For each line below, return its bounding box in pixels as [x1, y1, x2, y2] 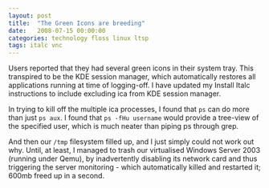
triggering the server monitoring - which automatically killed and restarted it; [8, 162, 261, 172]
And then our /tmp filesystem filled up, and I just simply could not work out [8, 137, 255, 146]
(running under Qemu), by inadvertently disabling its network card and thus [8, 154, 258, 164]
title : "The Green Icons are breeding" [8, 19, 146, 27]
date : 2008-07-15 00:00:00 [8, 26, 106, 34]
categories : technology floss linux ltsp [8, 34, 149, 42]
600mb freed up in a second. [8, 171, 105, 181]
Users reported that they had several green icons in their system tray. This [8, 63, 255, 73]
